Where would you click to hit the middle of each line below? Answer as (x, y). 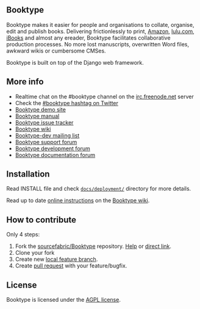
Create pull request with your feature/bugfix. (71, 266)
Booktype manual (37, 116)
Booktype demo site (40, 109)
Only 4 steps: (23, 234)
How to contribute (41, 220)
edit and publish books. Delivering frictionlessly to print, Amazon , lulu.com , (101, 31)
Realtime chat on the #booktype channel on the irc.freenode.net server (104, 96)
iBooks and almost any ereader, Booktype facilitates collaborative (88, 38)
